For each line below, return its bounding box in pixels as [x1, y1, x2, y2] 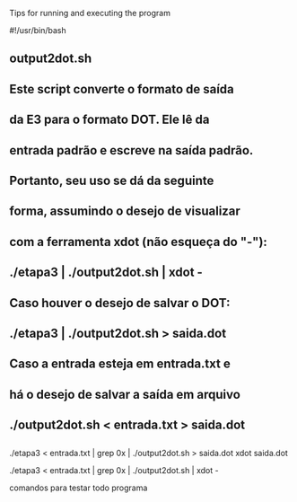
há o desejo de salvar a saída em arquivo [9, 386, 240, 402]
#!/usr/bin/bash [9, 25, 66, 35]
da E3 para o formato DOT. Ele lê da [9, 112, 210, 128]
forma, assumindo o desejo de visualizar [9, 204, 240, 219]
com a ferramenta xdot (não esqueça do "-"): [9, 233, 267, 250]
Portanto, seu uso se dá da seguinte [9, 172, 214, 188]
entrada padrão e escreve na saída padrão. [9, 143, 254, 158]
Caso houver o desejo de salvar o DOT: [9, 295, 231, 311]
